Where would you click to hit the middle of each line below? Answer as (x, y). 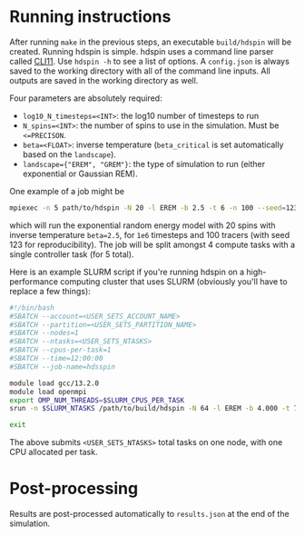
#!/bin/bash (32, 308)
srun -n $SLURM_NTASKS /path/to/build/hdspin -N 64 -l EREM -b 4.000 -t (150, 409)
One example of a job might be (67, 191)
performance (34, 281)
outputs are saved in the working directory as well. (104, 80)
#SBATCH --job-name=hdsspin (63, 367)
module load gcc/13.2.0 (54, 383)
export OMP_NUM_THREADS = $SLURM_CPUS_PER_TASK (97, 400)
